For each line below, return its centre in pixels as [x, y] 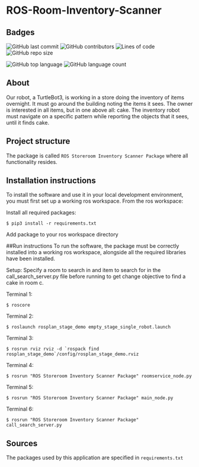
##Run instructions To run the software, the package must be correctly [93, 246]
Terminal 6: [20, 409]
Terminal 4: [20, 365]
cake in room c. [25, 283]
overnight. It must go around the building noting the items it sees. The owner [99, 103]
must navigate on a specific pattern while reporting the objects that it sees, [98, 116]
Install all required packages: [41, 213]
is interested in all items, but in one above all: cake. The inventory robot [93, 110]
